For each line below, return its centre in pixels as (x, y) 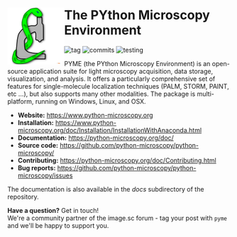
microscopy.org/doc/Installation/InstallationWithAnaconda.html (110, 130)
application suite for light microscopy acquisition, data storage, (121, 71)
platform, (21, 101)
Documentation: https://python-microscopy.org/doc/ (95, 138)
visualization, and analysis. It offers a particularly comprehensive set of (111, 79)
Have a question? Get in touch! (53, 210)
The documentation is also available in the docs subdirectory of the (106, 189)
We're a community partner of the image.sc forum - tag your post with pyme (117, 218)
